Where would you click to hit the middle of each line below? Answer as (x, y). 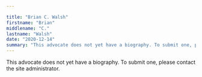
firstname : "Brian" (31, 23)
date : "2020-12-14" (31, 40)
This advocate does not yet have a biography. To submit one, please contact (101, 62)
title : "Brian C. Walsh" (37, 17)
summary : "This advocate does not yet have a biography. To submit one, (99, 45)
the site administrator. (33, 69)
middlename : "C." (28, 28)
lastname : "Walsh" (29, 34)
